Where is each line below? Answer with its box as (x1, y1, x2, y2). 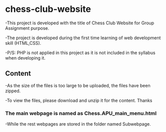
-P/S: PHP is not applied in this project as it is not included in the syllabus (5, 50, 156, 56)
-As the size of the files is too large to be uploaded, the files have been (5, 82, 151, 88)
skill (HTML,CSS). (5, 40, 41, 46)
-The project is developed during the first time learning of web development (5, 35, 161, 41)
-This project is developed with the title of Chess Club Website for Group (5, 20, 155, 26)
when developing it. (5, 55, 46, 61)
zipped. (5, 88, 21, 94)
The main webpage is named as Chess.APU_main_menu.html (5, 110, 157, 117)
